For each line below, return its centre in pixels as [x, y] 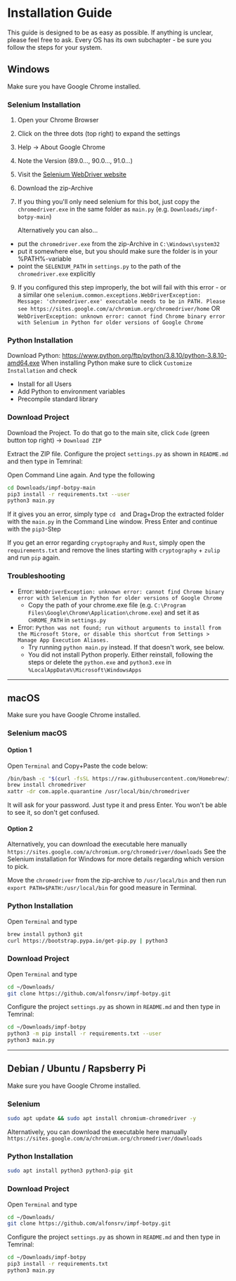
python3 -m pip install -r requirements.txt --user [84, 1034]
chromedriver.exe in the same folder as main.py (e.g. [93, 210]
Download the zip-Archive [55, 188]
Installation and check [42, 371]
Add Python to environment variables [71, 392]
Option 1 [20, 749]
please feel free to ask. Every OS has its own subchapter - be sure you [110, 39]
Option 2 [20, 828]
